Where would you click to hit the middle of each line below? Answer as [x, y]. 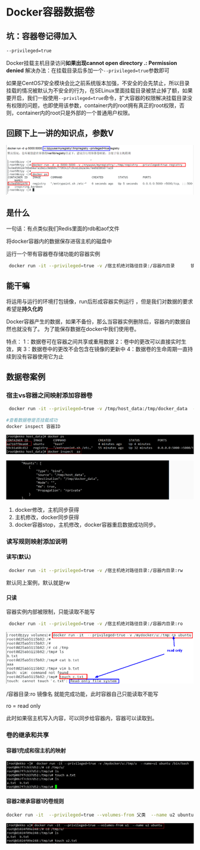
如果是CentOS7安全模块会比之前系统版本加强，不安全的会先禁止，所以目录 [98, 83]
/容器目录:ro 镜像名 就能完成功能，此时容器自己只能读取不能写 [82, 694]
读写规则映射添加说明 [37, 541]
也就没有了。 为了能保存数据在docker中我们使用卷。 [75, 329]
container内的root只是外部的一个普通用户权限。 [75, 112]
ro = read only [24, 706]
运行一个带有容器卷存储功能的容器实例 [53, 254]
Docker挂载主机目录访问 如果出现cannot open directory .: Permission [92, 62]
